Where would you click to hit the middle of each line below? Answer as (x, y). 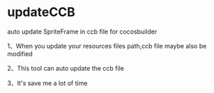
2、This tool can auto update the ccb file (66, 68)
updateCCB (41, 12)
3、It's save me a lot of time (47, 83)
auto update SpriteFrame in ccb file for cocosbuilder (82, 31)
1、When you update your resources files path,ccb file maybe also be (107, 45)
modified (20, 54)
